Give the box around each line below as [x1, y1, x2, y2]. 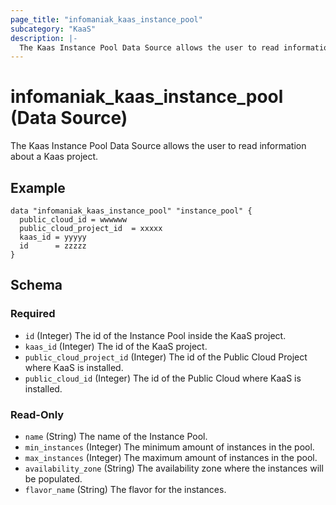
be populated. [24, 472, 83, 485]
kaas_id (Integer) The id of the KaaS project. [24, 340, 208, 352]
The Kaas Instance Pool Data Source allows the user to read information [10, 140, 307, 152]
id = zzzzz [19, 241, 87, 251]
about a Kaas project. [10, 151, 99, 163]
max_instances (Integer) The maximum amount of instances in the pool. [24, 451, 318, 463]
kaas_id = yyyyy [19, 232, 87, 242]
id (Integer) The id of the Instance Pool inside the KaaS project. [24, 329, 287, 341]
